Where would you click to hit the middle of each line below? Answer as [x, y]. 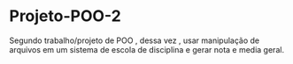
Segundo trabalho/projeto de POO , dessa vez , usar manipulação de [135, 40]
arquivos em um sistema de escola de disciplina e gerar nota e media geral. [147, 49]
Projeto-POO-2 [65, 16]
